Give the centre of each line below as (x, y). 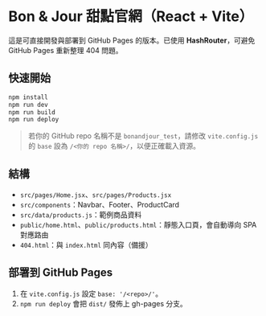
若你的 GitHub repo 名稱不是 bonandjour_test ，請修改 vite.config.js (143, 136)
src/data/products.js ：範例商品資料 (81, 215)
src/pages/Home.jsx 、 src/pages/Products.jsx (96, 195)
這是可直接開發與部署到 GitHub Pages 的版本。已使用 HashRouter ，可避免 (132, 40)
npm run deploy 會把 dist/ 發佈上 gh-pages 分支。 (103, 303)
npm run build (32, 112)
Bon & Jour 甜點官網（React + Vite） (131, 16)
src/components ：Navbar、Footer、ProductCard (99, 205)
